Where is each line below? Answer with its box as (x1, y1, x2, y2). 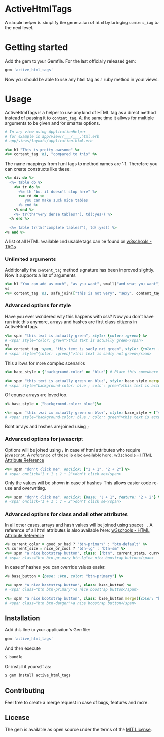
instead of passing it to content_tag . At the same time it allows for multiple (5, 115, 154, 121)
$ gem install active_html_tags (5, 673, 71, 678)
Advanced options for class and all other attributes (5, 511, 128, 518)
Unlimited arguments (5, 256, 56, 262)
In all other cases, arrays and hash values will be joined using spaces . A (5, 522, 153, 528)
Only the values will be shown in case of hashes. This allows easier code (5, 480, 151, 486)
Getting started (5, 42, 68, 53)
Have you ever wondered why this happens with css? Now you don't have (5, 313, 154, 319)
